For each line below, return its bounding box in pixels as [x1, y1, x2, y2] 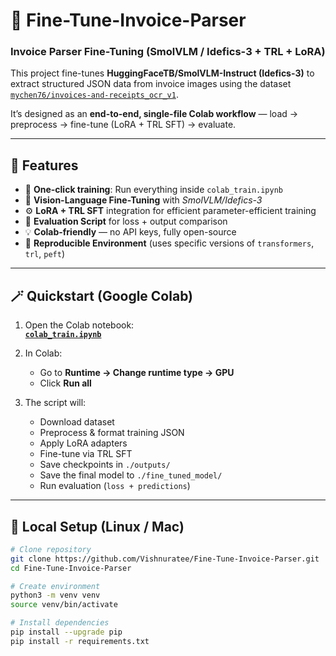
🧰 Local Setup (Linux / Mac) [10, 518, 185, 535]
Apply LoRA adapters [39, 437, 128, 449]
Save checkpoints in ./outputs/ [39, 459, 171, 471]
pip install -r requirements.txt [10, 636, 150, 646]
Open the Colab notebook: [24, 319, 135, 331]
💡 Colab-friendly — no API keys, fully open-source [24, 226, 237, 238]
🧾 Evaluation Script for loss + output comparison [24, 215, 228, 228]
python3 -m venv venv [10, 590, 101, 601]
